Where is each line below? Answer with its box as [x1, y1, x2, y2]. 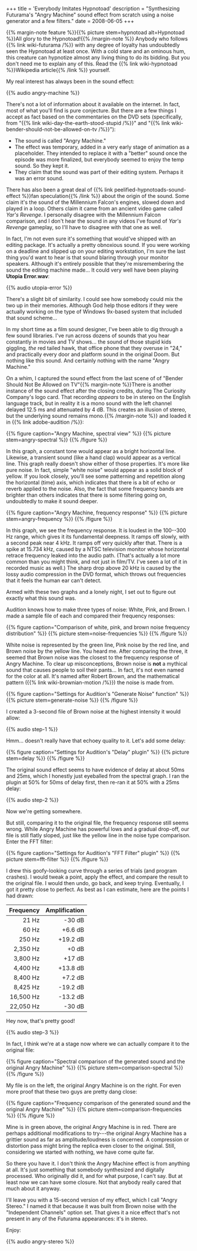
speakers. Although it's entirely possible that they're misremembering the [6, 260, 184, 267]
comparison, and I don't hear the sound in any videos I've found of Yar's [6, 217, 182, 225]
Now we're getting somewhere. [6, 808, 82, 815]
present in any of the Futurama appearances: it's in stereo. [6, 1215, 148, 1222]
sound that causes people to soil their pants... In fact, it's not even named [6, 666, 184, 674]
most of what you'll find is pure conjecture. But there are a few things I [6, 107, 176, 114]
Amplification [45, 906, 84, 914]
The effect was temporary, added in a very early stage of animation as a [14, 144, 190, 150]
